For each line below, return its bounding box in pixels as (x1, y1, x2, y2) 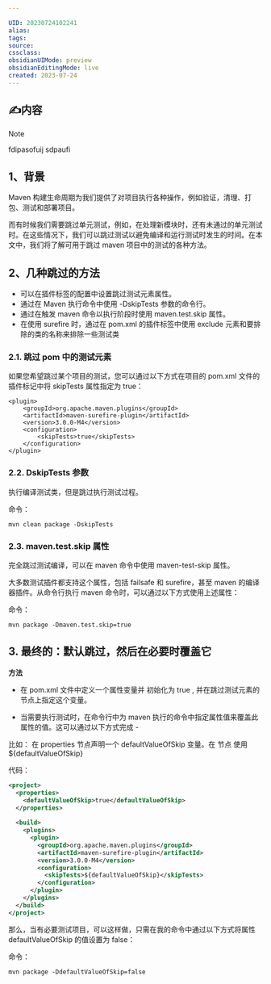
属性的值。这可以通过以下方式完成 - (19, 722, 140, 731)
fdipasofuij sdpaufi (8, 144, 71, 154)
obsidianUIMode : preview (8, 57, 92, 65)
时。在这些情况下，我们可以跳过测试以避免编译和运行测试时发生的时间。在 (8, 230, 256, 240)
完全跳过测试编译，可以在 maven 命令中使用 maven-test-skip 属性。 (8, 560, 235, 570)
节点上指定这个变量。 (19, 695, 91, 705)
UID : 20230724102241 (8, 19, 78, 27)
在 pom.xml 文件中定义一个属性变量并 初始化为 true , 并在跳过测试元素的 (19, 685, 261, 694)
